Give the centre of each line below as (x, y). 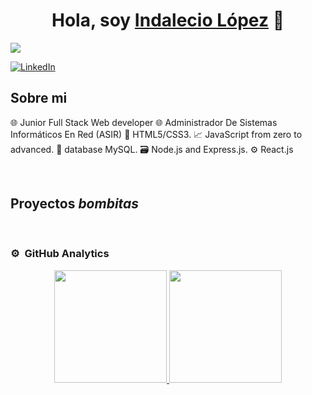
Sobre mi (39, 98)
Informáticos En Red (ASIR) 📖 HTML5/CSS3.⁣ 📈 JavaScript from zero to (156, 134)
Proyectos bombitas (75, 204)
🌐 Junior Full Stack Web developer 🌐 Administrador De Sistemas (144, 122)
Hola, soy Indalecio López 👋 (168, 20)
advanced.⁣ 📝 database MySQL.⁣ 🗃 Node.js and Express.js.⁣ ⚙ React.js (152, 149)
